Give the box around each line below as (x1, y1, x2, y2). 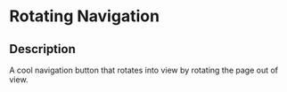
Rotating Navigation (9, 6, 160, 27)
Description (9, 42, 76, 57)
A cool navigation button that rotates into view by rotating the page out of (9, 65, 279, 75)
